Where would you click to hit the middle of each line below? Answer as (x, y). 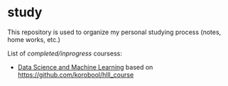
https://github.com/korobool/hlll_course (76, 75)
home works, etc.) (34, 39)
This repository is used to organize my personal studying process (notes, (114, 32)
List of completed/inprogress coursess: (65, 53)
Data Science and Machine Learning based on (85, 67)
